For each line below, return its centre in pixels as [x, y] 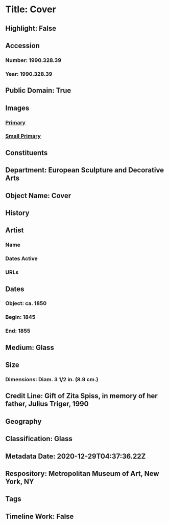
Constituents [27, 153]
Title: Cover [31, 9]
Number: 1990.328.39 [33, 60]
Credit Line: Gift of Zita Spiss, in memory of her [82, 396]
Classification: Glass [39, 439]
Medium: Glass [30, 347]
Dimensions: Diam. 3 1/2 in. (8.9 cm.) [52, 380]
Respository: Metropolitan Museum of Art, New [82, 474]
